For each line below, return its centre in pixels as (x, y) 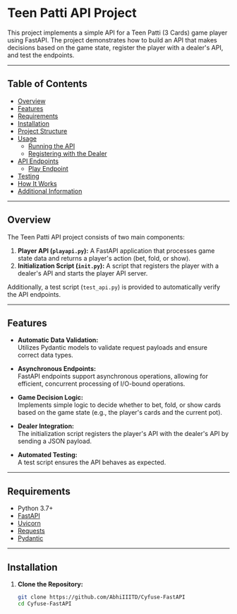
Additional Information (50, 191)
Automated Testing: (47, 455)
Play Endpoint (48, 168)
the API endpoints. (34, 294)
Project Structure (42, 131)
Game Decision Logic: (50, 398)
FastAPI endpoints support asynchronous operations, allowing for (113, 377)
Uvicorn (29, 524)
